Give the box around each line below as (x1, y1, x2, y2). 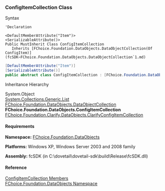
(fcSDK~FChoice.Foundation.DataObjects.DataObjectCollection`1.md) (5, 55, 146, 60)
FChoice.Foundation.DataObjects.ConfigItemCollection (5, 106, 121, 112)
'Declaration (5, 25, 32, 30)
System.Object (5, 91, 35, 97)
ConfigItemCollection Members (5, 175, 69, 181)
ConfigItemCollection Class (5, 4, 73, 11)
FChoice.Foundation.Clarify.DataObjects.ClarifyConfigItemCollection (5, 112, 143, 118)
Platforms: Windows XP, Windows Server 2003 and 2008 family (5, 144, 136, 150)
